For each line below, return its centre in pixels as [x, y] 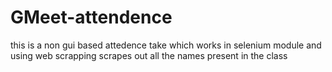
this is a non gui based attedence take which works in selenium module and [166, 45]
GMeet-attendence [91, 17]
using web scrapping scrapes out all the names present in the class [149, 55]
